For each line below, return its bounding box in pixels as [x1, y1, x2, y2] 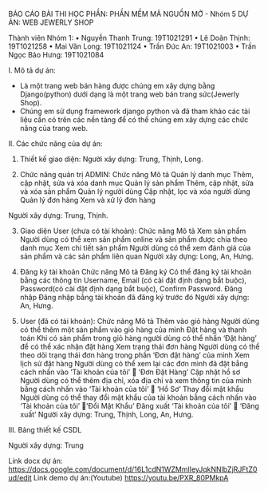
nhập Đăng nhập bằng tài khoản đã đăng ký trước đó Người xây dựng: [19, 293, 250, 302]
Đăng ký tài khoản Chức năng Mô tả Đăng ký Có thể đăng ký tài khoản [19, 267, 252, 276]
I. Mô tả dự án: [8, 65, 56, 75]
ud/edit [8, 473, 32, 482]
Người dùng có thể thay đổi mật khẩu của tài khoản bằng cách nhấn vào [19, 393, 257, 402]
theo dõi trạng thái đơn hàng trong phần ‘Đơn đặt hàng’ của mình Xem [19, 350, 250, 360]
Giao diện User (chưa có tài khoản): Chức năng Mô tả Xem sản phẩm [19, 226, 246, 235]
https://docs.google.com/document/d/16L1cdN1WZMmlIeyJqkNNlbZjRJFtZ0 [8, 464, 258, 474]
